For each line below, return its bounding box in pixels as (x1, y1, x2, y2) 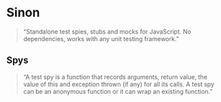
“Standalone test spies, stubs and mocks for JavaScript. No (23, 27, 192, 36)
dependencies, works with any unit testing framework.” (23, 34, 179, 42)
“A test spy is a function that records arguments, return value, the (23, 73, 208, 81)
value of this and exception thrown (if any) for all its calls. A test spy (23, 80, 215, 88)
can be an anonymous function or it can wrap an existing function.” (23, 87, 213, 95)
